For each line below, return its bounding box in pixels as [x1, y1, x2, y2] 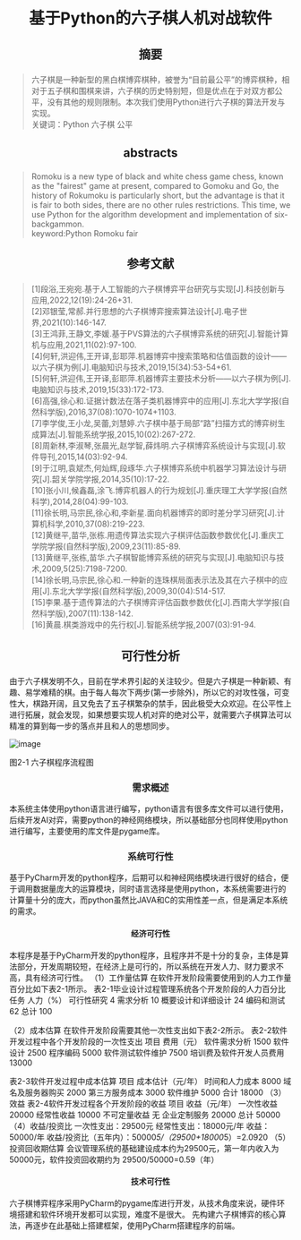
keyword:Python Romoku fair [30, 227, 139, 238]
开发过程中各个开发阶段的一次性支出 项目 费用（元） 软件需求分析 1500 [9, 1036, 271, 1047]
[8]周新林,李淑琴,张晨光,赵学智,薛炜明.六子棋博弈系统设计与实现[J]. [30, 440, 279, 451]
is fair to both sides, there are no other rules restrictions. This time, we [30, 199, 291, 210]
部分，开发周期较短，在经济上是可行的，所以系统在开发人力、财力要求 [16, 961, 276, 971]
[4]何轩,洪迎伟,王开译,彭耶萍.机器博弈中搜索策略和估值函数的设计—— [30, 351, 288, 362]
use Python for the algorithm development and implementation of [30, 209, 273, 219]
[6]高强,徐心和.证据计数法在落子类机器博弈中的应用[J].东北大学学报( [30, 396, 282, 406]
